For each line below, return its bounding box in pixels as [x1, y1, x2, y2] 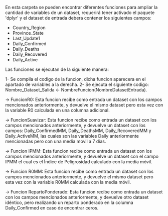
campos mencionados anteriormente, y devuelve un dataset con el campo [5, 153, 159, 159]
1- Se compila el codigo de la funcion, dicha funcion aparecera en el [5, 76, 146, 82]
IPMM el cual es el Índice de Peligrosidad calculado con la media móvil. [5, 159, 153, 165]
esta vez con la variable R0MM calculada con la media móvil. [5, 179, 131, 185]
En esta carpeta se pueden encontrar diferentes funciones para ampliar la [5, 5, 158, 10]
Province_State [12, 30, 44, 36]
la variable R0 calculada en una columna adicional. [5, 107, 110, 113]
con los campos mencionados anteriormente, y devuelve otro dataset [5, 194, 149, 200]
